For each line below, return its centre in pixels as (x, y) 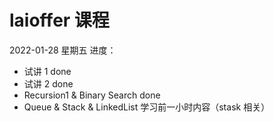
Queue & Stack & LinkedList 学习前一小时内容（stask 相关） (147, 107)
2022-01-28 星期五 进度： (63, 50)
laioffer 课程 (59, 20)
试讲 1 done (47, 71)
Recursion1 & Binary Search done (92, 95)
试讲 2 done (48, 83)
